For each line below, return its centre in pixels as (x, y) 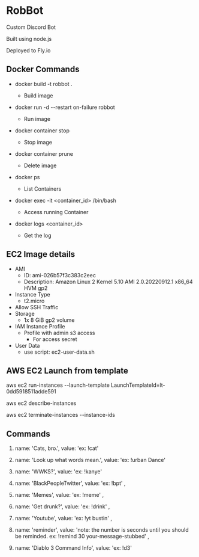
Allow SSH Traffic (37, 307)
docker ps (27, 177)
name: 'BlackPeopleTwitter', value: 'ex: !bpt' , (70, 483)
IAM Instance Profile (40, 326)
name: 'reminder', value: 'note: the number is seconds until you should (102, 530)
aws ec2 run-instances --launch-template (58, 385)
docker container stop (42, 131)
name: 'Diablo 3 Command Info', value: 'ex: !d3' (73, 548)
